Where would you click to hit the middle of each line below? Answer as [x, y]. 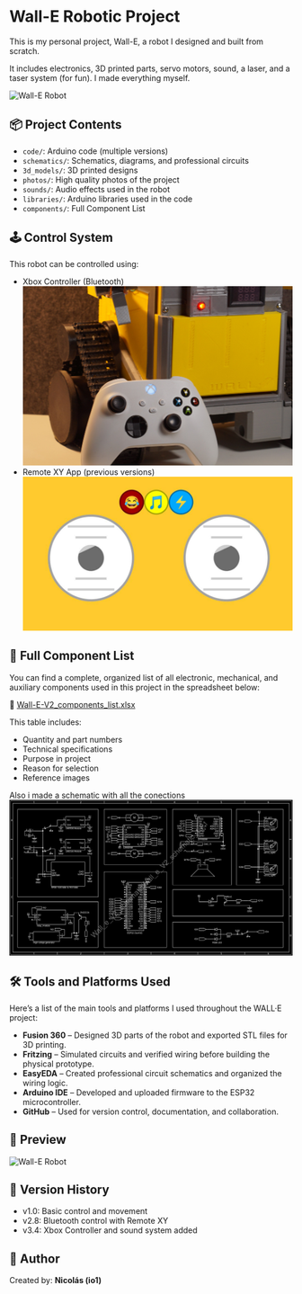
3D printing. [44, 1044]
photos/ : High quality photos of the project [101, 179]
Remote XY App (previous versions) [89, 472]
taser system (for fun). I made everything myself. [100, 77]
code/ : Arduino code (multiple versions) [95, 151]
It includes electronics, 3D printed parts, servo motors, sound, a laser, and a [150, 68]
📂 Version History [59, 1190]
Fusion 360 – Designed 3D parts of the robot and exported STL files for [155, 1035]
